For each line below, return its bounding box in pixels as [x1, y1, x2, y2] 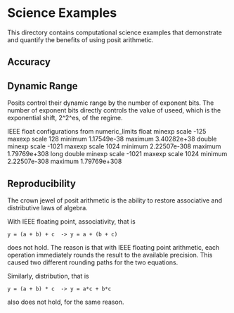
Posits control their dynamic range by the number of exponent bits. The [7, 98, 214, 107]
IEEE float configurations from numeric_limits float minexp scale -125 [7, 127, 207, 136]
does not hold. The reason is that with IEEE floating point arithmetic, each [7, 243, 220, 251]
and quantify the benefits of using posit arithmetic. [7, 35, 154, 44]
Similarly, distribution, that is [7, 272, 89, 280]
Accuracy [7, 56, 51, 68]
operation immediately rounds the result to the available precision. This [7, 250, 213, 259]
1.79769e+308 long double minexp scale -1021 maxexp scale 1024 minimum [7, 150, 228, 158]
